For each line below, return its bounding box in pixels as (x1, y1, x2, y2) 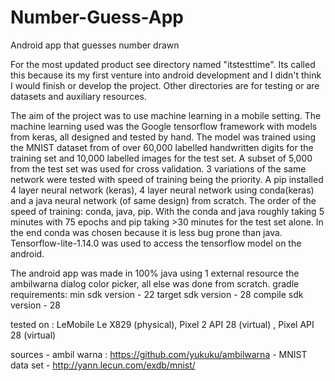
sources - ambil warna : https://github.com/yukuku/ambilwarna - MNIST (10, 348, 308, 360)
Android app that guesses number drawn (10, 39, 180, 51)
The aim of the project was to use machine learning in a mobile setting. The (10, 109, 322, 121)
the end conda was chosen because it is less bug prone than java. (10, 226, 283, 238)
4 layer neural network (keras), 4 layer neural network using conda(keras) (10, 184, 315, 196)
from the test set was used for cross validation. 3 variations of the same (10, 162, 307, 175)
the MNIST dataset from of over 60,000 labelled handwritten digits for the (10, 141, 314, 153)
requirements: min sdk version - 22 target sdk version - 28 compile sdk (10, 288, 304, 300)
